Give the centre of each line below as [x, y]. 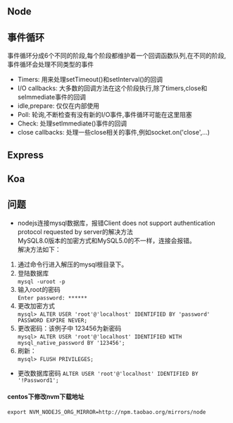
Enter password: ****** [52, 298]
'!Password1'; [38, 380]
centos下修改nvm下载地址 [46, 397]
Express [26, 155]
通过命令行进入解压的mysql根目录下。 [73, 264]
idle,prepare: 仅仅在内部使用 [58, 106]
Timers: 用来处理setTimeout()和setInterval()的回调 [90, 80]
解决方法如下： [39, 249]
